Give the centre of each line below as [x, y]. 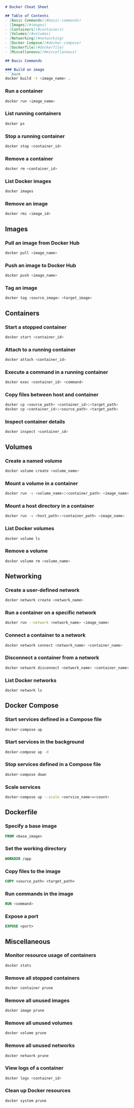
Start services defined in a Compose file [53, 719]
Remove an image [26, 204]
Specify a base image [31, 826]
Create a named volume [33, 461]
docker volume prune [26, 1033]
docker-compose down [26, 774]
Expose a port [22, 916]
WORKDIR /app [18, 858]
